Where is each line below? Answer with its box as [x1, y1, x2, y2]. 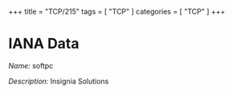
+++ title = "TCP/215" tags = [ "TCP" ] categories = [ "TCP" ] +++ [8, 7, 226, 16]
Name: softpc [8, 61, 54, 70]
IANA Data [8, 35, 80, 53]
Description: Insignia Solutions [8, 76, 109, 86]
